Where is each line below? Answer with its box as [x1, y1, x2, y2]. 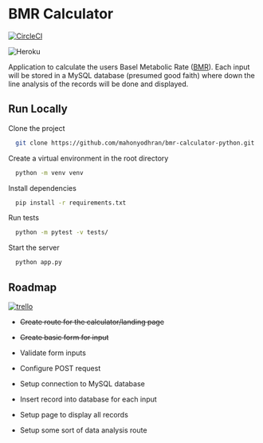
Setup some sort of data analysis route [19, 425, 147, 435]
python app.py [15, 259, 62, 267]
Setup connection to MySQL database [19, 378, 145, 388]
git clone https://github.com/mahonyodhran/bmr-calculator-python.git [15, 139, 255, 147]
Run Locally [8, 102, 68, 116]
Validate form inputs [19, 348, 86, 358]
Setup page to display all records [19, 409, 129, 419]
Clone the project [8, 123, 65, 133]
